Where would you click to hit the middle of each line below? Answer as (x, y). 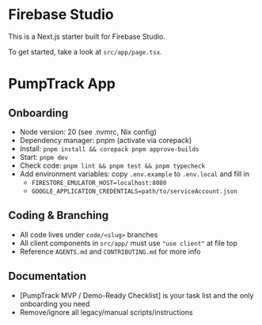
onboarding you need (55, 304)
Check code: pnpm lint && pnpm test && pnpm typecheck (112, 165)
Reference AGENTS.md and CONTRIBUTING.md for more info (110, 251)
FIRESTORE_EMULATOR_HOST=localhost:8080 (99, 183)
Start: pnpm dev (44, 157)
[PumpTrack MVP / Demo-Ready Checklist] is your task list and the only (137, 295)
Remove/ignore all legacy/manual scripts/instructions (106, 312)
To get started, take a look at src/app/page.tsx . (85, 51)
